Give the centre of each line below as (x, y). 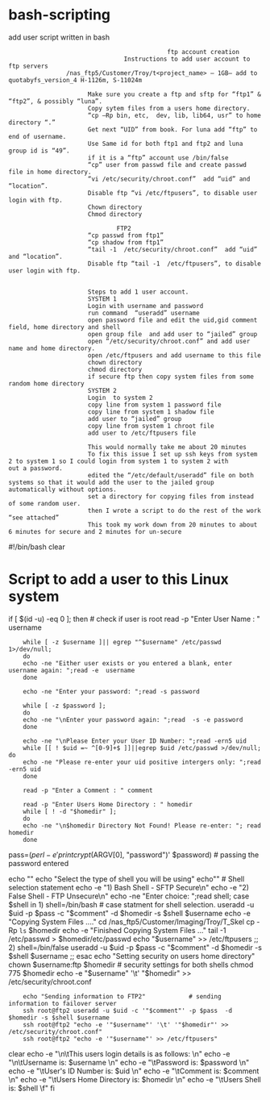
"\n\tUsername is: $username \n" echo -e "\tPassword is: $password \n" (129, 1062)
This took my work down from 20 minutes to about (172, 525)
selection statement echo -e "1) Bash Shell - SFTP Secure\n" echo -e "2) (129, 887)
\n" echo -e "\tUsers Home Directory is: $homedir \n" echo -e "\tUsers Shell (135, 1079)
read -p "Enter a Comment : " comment (88, 790)
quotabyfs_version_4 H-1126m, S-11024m (75, 80)
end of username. (37, 136)
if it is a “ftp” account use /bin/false (158, 158)
